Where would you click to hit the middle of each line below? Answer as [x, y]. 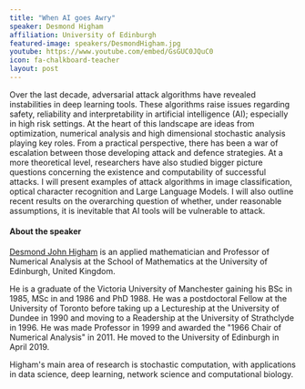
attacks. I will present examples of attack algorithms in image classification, [151, 181]
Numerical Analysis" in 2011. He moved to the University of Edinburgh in [144, 337]
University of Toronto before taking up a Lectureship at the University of [145, 308]
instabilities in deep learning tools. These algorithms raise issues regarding [150, 104]
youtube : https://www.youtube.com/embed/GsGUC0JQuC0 [112, 52]
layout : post [34, 69]
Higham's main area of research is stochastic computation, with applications [153, 364]
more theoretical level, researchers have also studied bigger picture [136, 162]
